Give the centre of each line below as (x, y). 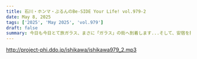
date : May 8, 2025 (28, 17)
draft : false (22, 28)
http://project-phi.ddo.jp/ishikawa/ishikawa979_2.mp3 (71, 50)
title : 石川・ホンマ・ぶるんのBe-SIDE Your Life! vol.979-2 (76, 11)
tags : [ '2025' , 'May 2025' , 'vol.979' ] (55, 22)
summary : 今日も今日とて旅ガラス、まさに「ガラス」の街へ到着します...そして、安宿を (98, 33)
